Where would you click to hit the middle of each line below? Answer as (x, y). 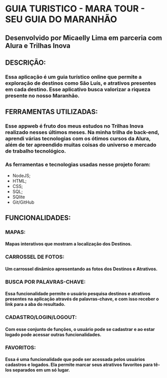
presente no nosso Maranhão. (42, 96)
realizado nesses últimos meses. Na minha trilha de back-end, (82, 132)
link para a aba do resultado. (35, 304)
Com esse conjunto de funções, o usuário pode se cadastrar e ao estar (80, 329)
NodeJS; (21, 175)
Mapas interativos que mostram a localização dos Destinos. (69, 244)
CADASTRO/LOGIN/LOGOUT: (41, 317)
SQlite (18, 197)
